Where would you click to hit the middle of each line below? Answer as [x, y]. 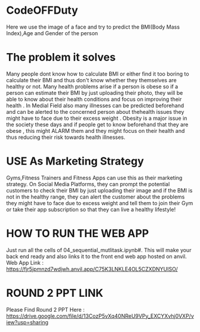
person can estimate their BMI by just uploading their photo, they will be [95, 92]
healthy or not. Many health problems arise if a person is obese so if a [92, 86]
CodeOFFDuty [42, 10]
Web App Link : [25, 262]
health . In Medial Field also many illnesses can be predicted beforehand [95, 106]
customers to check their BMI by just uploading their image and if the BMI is [99, 190]
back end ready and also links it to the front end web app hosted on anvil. [96, 256]
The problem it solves [61, 58]
